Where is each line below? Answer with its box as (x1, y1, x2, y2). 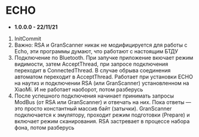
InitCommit (14, 35, 41, 42)
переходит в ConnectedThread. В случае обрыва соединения (14, 66, 171, 74)
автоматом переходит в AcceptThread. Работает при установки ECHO (14, 73, 194, 80)
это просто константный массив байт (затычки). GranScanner (14, 105, 172, 112)
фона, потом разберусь (14, 124, 75, 131)
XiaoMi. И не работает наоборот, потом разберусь (14, 86, 143, 93)
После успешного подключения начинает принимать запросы (14, 92, 174, 99)
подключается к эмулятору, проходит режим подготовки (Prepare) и (14, 111, 190, 118)
